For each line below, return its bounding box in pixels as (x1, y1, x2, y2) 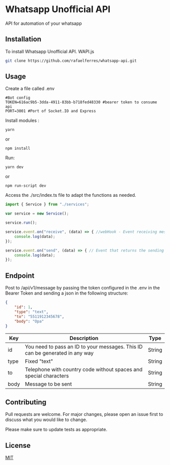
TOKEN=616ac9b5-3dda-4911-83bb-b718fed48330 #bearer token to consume (5, 100, 157, 105)
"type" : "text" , (14, 309, 49, 314)
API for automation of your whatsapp (5, 20, 82, 26)
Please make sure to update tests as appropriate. (5, 427, 108, 433)
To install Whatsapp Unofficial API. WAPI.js (5, 48, 95, 54)
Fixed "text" (25, 358, 53, 365)
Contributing (5, 398, 47, 406)
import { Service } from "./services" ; (5, 202, 90, 207)
